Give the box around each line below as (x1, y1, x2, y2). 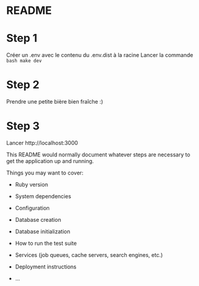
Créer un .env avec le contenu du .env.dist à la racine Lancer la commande (6, 52, 194, 59)
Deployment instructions (15, 263, 77, 270)
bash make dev (6, 58, 42, 64)
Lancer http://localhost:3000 (6, 139, 78, 146)
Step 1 (6, 32, 38, 45)
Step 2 (6, 78, 39, 91)
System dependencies (15, 193, 72, 200)
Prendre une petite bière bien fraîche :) (6, 98, 103, 105)
